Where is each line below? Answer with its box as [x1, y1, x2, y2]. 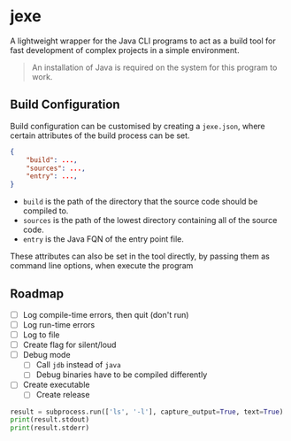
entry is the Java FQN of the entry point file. [22, 234, 184, 244]
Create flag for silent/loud [22, 339, 117, 351]
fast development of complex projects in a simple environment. [10, 44, 240, 55]
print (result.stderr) [10, 423, 90, 433]
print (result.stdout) [10, 415, 90, 424]
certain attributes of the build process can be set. [10, 130, 190, 141]
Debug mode [22, 350, 71, 360]
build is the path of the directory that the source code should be [22, 197, 258, 207]
